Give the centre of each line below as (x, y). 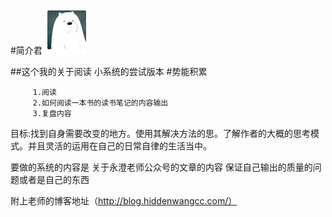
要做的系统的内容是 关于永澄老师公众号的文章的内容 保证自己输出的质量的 (161, 167)
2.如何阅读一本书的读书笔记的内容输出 (100, 103)
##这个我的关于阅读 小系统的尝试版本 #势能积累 (109, 71)
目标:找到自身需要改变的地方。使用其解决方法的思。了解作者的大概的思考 (161, 133)
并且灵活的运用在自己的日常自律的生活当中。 (119, 146)
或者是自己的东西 (54, 179)
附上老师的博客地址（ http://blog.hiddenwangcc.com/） (124, 201)
